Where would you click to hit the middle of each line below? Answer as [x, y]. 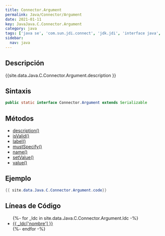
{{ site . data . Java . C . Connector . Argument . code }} [56, 190]
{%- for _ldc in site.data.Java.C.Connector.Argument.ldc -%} [75, 218]
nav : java [20, 43]
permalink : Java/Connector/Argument [44, 15]
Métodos [20, 118]
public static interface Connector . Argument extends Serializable [76, 103]
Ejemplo [18, 179]
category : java [21, 29]
